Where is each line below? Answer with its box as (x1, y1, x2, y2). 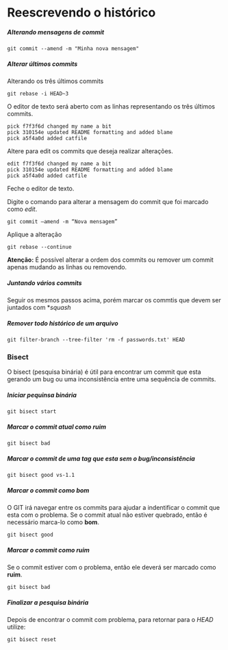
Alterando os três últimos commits (7, 77, 104, 85)
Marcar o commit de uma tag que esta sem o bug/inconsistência (7, 454, 195, 462)
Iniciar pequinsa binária (7, 390, 77, 399)
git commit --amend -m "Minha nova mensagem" (7, 45, 139, 52)
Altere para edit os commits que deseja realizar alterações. (7, 147, 173, 155)
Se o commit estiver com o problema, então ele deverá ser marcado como (7, 563, 216, 572)
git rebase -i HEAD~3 (7, 91, 69, 98)
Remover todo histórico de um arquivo (7, 319, 118, 327)
